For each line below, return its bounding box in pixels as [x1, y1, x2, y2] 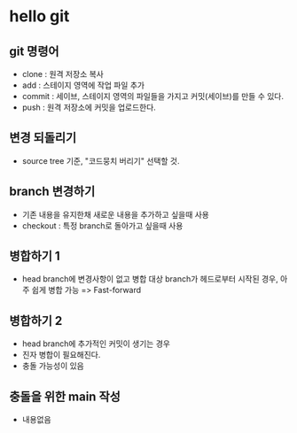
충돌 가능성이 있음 [21, 360, 84, 371]
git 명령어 [9, 43, 59, 58]
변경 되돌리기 [9, 130, 77, 145]
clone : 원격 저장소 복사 [21, 69, 104, 79]
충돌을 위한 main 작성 [9, 389, 121, 404]
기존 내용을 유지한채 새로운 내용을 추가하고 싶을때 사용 [21, 209, 210, 220]
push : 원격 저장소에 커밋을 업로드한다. [21, 102, 157, 112]
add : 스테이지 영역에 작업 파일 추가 [21, 80, 145, 90]
